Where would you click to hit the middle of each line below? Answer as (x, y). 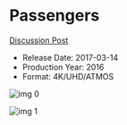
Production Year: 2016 (63, 67)
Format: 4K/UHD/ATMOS (68, 76)
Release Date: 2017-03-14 (70, 57)
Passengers (55, 16)
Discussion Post (39, 40)
